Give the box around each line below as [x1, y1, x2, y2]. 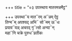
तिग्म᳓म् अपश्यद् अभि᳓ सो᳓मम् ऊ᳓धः [5, 20, 60, 25]
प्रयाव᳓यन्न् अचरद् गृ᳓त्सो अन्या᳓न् [5, 25, 55, 31]
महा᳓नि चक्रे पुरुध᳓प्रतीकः [5, 30, 43, 36]
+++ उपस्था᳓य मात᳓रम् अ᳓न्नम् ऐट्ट [5, 14, 59, 20]
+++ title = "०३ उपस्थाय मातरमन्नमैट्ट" [5, 5, 68, 10]
